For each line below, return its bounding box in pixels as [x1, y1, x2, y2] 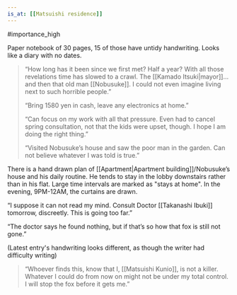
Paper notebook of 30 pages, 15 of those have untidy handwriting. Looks [7, 43, 220, 52]
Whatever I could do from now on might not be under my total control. [24, 272, 229, 280]
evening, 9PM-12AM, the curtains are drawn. [7, 187, 138, 195]
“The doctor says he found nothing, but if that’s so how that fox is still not [7, 222, 221, 231]
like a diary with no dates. [7, 51, 82, 59]
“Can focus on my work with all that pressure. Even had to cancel [24, 115, 216, 123]
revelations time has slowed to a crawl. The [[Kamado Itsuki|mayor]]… [24, 72, 229, 81]
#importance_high [7, 30, 61, 38]
